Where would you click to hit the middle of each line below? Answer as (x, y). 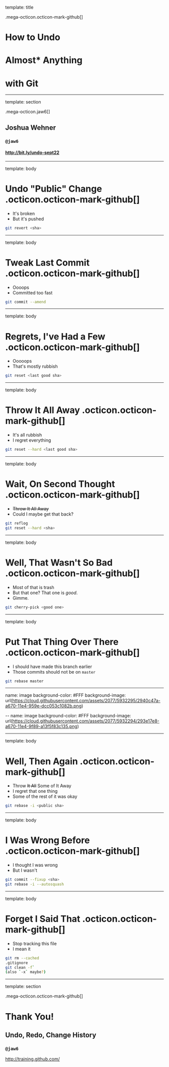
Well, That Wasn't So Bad (59, 562)
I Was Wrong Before (48, 840)
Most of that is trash (33, 587)
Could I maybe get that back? (43, 514)
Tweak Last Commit (47, 262)
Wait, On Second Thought (60, 484)
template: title (19, 7)
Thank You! (30, 1016)
